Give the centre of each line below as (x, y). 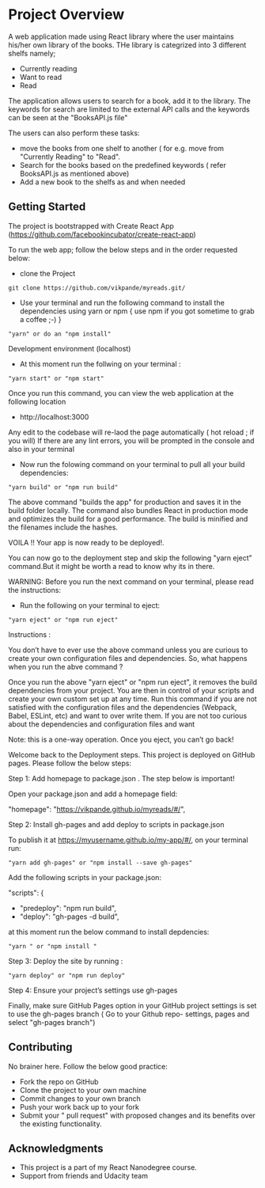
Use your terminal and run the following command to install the (122, 302)
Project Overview (66, 15)
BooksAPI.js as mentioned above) (74, 173)
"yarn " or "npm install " (53, 946)
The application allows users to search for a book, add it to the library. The (129, 101)
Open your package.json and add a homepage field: (93, 794)
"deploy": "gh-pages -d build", (70, 917)
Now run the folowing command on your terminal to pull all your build (132, 464)
